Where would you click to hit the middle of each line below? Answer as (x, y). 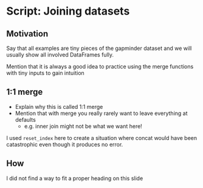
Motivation (27, 34)
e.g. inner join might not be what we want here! (83, 126)
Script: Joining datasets (68, 11)
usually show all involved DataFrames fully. (60, 55)
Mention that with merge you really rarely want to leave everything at (101, 113)
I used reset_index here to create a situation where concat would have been (102, 138)
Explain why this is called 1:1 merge (59, 106)
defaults (26, 119)
